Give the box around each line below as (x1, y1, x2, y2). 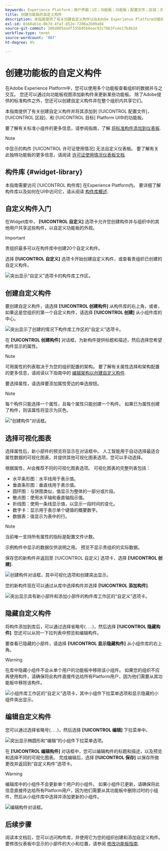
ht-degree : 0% (5, 40, 35, 45)
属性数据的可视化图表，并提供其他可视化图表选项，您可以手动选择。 (5, 454, 145, 460)
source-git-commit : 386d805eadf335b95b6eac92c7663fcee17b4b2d (5, 26, 137, 31)
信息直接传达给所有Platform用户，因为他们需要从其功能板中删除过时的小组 (5, 787, 158, 793)
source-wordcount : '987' (5, 36, 57, 41)
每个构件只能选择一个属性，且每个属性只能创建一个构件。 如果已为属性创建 (5, 401, 160, 407)
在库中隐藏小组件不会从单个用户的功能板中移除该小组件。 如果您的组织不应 (5, 667, 160, 673)
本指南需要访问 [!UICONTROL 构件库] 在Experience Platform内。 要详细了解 (5, 182, 161, 188)
